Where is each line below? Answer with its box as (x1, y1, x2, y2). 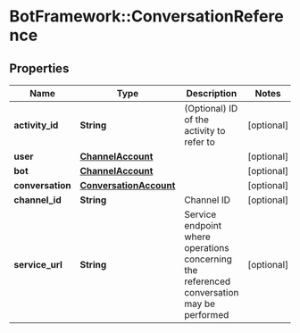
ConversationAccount (79, 179, 176, 191)
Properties (9, 61, 70, 76)
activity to (184, 125, 226, 137)
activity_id (13, 119, 59, 131)
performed (184, 309, 229, 321)
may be (184, 297, 216, 310)
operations (184, 242, 229, 254)
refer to (184, 136, 216, 148)
